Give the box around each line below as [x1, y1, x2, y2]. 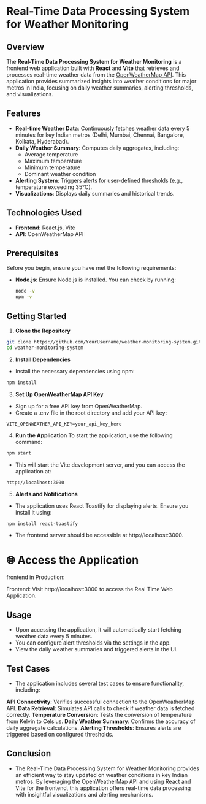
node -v [15, 288, 35, 294]
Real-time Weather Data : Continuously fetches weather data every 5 [15, 124, 190, 132]
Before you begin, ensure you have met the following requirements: [6, 264, 177, 272]
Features [6, 109, 41, 119]
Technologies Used [6, 207, 82, 218]
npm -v [15, 294, 32, 300]
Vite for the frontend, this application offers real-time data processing [15, 784, 191, 792]
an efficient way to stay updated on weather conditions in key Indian [15, 771, 188, 778]
